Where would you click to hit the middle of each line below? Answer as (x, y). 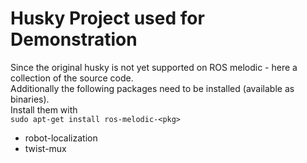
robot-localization (61, 138)
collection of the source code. (72, 78)
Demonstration (74, 39)
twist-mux (45, 148)
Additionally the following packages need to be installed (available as (152, 88)
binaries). (30, 99)
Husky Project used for (107, 18)
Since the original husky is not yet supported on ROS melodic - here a (154, 67)
